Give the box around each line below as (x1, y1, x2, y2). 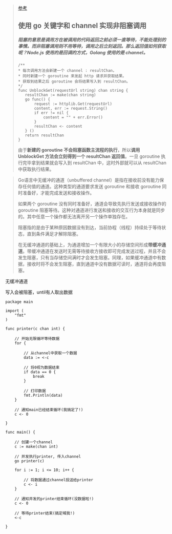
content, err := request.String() (34, 106, 108, 111)
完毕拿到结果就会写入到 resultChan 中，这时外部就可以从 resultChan (22, 160, 166, 166)
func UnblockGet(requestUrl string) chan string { (17, 88, 128, 93)
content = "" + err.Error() (43, 115, 103, 120)
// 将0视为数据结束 (24, 365, 60, 371)
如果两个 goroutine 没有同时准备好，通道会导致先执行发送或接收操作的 (17, 201, 166, 207)
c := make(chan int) (14, 444, 58, 449)
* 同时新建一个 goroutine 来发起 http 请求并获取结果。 (17, 74, 126, 79)
